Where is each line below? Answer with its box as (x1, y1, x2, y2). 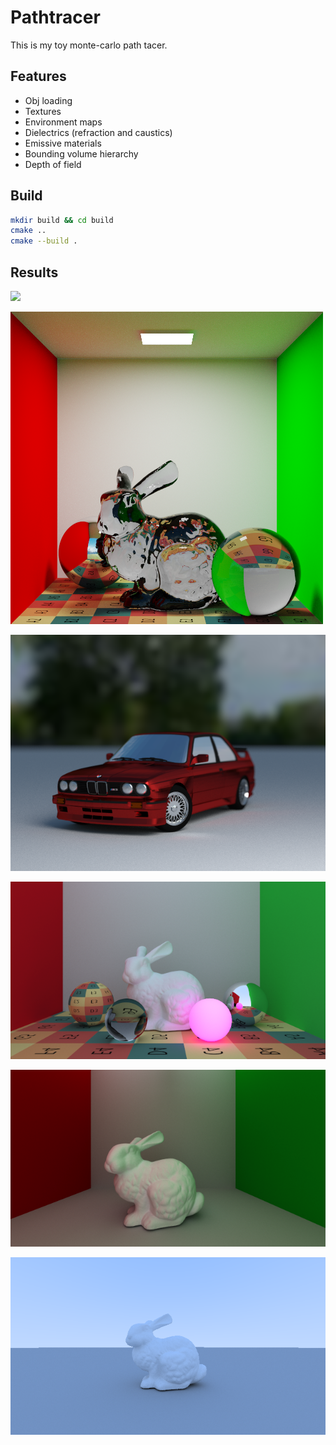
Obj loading (24, 94, 73, 106)
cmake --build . (10, 236, 78, 246)
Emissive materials (24, 137, 102, 149)
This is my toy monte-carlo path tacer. (10, 39, 168, 51)
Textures (24, 105, 62, 117)
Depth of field (24, 158, 82, 170)
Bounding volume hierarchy (24, 147, 139, 160)
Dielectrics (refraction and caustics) (24, 126, 173, 138)
